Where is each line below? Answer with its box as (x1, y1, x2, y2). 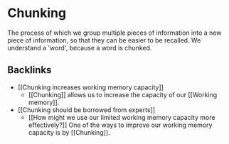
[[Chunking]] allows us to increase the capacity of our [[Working (28, 90, 218, 99)
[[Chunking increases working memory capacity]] (17, 83, 164, 92)
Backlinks (7, 64, 52, 76)
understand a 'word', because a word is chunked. (7, 43, 152, 52)
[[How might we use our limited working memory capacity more (28, 113, 215, 121)
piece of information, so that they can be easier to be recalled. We (7, 35, 201, 44)
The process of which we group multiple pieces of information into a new (7, 28, 222, 37)
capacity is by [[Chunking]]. (28, 128, 110, 136)
